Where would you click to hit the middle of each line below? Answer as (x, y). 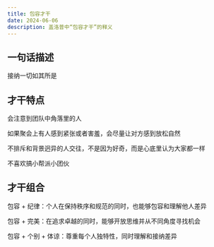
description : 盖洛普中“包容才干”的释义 (60, 27)
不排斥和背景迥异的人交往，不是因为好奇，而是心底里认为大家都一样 (106, 148)
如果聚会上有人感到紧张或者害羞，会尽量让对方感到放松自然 (94, 133)
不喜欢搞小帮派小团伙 (38, 163)
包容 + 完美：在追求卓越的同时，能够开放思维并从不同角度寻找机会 (104, 221)
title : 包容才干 (29, 14)
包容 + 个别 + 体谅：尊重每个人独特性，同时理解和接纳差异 (93, 236)
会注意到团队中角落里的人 (44, 118)
